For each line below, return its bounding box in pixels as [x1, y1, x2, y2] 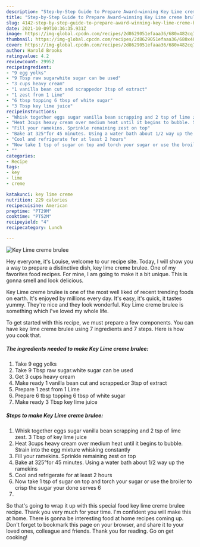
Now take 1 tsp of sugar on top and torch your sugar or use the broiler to [14, 478, 192, 485]
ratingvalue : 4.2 [6, 53, 49, 59]
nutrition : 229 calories [6, 197, 68, 203]
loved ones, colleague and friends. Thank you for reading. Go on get [6, 527, 174, 534]
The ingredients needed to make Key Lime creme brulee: [6, 345, 149, 353]
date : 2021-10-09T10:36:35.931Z [6, 25, 86, 32]
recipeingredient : [6, 64, 52, 70]
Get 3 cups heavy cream [14, 373, 76, 380]
